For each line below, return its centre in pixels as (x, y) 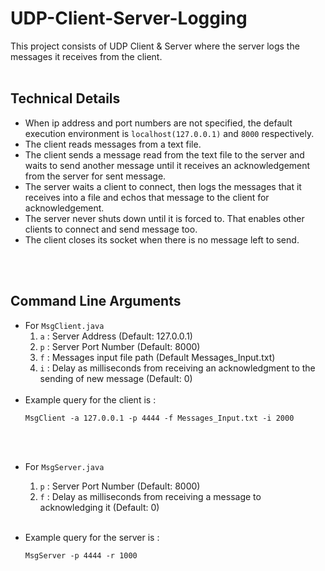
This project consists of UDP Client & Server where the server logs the (155, 46)
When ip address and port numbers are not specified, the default (158, 123)
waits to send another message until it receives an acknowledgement (167, 165)
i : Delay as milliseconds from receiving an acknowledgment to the (177, 368)
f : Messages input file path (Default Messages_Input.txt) (157, 357)
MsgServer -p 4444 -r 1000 (81, 555)
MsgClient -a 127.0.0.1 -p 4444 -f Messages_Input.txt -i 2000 (159, 418)
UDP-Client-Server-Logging (129, 18)
